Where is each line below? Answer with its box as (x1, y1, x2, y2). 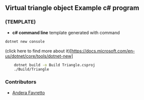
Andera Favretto (12, 90, 45, 96)
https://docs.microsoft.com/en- (71, 48, 135, 54)
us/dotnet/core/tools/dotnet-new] (5, 53, 73, 59)
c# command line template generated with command (12, 29, 120, 36)
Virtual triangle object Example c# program (5, 4, 140, 12)
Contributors (5, 79, 37, 85)
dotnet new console (5, 39, 45, 44)
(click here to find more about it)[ (5, 48, 72, 54)
